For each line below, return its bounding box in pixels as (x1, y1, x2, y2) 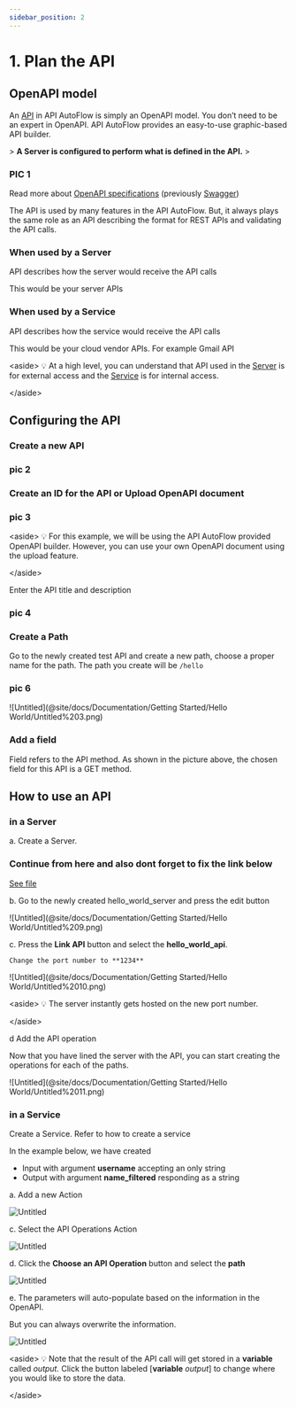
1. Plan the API (9, 51, 116, 71)
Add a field (9, 734, 57, 746)
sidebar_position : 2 (9, 12, 86, 22)
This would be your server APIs (9, 284, 124, 294)
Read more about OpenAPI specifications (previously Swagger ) (9, 188, 240, 198)
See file (9, 878, 37, 889)
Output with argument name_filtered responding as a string (21, 1172, 240, 1183)
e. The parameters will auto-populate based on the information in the (9, 1293, 261, 1303)
